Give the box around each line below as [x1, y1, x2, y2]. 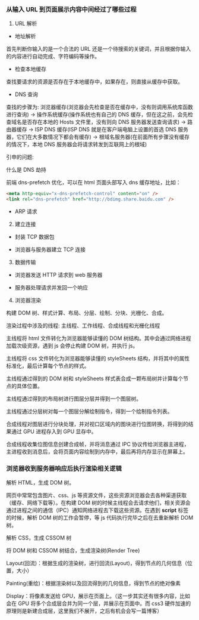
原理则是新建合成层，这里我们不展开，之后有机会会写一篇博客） [6, 607, 162, 615]
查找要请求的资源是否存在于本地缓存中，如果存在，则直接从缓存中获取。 [6, 78, 183, 85]
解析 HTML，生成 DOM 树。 [6, 479, 75, 486]
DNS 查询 [14, 91, 39, 98]
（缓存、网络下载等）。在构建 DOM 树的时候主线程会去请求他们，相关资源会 [6, 499, 191, 507]
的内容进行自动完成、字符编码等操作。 [6, 53, 100, 60]
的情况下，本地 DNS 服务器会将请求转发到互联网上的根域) [6, 141, 147, 148]
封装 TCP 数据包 [14, 233, 55, 240]
